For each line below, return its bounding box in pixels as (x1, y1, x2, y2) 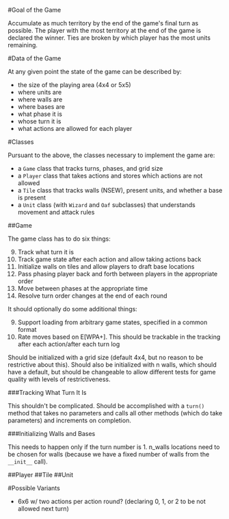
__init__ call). (8, 457, 49, 466)
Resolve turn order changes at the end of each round (17, 291, 167, 300)
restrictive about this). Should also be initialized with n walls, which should (8, 361, 217, 369)
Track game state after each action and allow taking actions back (17, 255, 202, 263)
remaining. (8, 41, 38, 49)
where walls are (17, 95, 63, 104)
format (17, 326, 37, 333)
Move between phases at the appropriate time (17, 285, 148, 292)
